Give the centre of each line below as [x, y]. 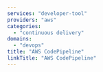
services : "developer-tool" [47, 13]
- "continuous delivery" [49, 33]
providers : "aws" [32, 20]
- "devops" [29, 45]
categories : [24, 26]
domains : [20, 39]
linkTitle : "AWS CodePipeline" [52, 58]
